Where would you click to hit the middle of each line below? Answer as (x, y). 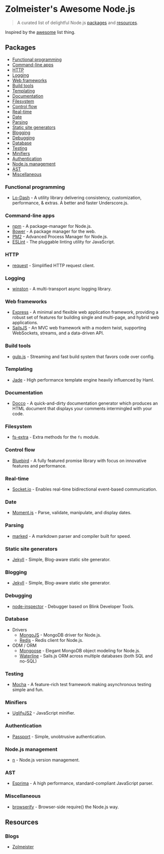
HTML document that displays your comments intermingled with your (82, 409)
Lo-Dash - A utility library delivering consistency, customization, (77, 198)
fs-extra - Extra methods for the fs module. (56, 437)
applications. (25, 323)
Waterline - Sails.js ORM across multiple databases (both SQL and (86, 656)
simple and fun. (28, 690)
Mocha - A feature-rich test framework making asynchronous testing (82, 685)
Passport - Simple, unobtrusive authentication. (59, 736)
